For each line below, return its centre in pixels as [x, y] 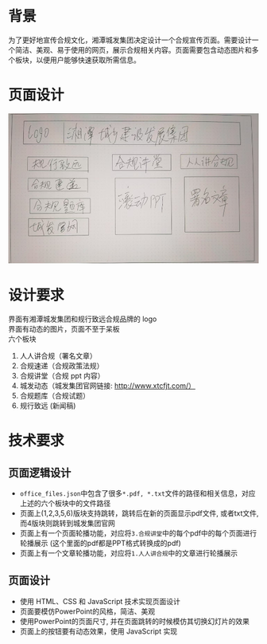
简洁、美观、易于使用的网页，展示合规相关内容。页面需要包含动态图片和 [133, 49]
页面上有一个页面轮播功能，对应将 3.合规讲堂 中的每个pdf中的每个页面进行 [138, 533]
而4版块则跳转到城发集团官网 [67, 524]
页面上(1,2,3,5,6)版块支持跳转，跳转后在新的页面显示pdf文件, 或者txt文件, [139, 513]
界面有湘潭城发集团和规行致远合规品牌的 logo [83, 319]
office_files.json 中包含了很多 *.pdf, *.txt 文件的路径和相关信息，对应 [137, 493]
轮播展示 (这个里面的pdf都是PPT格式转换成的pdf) [100, 544]
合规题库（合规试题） [54, 396]
